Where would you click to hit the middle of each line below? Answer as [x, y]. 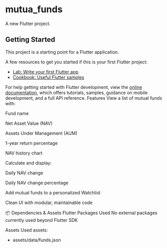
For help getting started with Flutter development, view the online [74, 87]
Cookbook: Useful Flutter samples [48, 77]
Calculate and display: [29, 163]
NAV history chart [24, 153]
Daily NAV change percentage [37, 183]
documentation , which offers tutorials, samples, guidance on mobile [76, 93]
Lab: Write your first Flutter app [46, 72]
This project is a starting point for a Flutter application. [62, 52]
